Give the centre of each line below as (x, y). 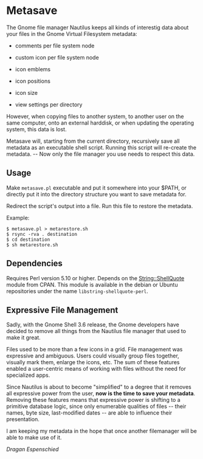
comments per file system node (55, 46)
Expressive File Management (62, 310)
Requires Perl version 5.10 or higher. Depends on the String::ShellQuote (95, 278)
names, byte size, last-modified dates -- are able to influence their (89, 413)
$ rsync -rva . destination (42, 234)
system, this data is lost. (36, 129)
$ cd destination (28, 240)
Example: (18, 218)
